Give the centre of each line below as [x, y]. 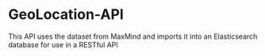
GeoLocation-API [66, 15]
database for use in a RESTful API [63, 44]
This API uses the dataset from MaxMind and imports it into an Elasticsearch [133, 36]
